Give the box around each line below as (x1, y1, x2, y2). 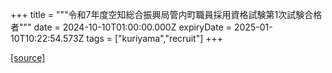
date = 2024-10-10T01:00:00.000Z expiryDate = (33, 21, 233, 33)
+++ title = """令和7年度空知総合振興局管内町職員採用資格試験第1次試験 (10, 9, 305, 20)
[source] (10, 52, 46, 63)
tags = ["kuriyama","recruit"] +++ (86, 33, 223, 44)
